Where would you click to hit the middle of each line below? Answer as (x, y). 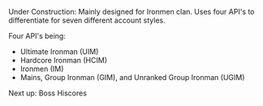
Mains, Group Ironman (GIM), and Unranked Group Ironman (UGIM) (132, 77)
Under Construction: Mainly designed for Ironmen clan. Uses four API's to (131, 12)
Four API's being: (37, 36)
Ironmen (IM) (42, 69)
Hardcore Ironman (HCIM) (64, 60)
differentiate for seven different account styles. (87, 20)
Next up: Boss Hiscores (48, 93)
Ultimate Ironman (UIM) (59, 51)
